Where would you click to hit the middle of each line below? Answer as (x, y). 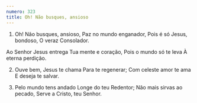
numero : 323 (21, 12)
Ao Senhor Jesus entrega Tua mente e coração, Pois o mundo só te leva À (97, 51)
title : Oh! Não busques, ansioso (47, 17)
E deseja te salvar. (37, 76)
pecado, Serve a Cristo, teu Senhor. (58, 94)
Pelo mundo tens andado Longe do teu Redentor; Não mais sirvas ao (98, 87)
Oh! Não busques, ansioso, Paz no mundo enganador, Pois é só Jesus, (101, 34)
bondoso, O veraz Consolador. (52, 40)
